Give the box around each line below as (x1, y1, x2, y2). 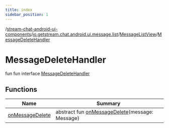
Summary (96, 100, 121, 107)
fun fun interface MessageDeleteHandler (5, 71, 90, 77)
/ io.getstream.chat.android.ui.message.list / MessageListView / (31, 31, 158, 37)
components (5, 31, 32, 37)
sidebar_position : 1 (5, 12, 49, 17)
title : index (5, 7, 33, 13)
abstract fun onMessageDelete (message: (55, 108, 153, 115)
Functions (5, 85, 38, 93)
